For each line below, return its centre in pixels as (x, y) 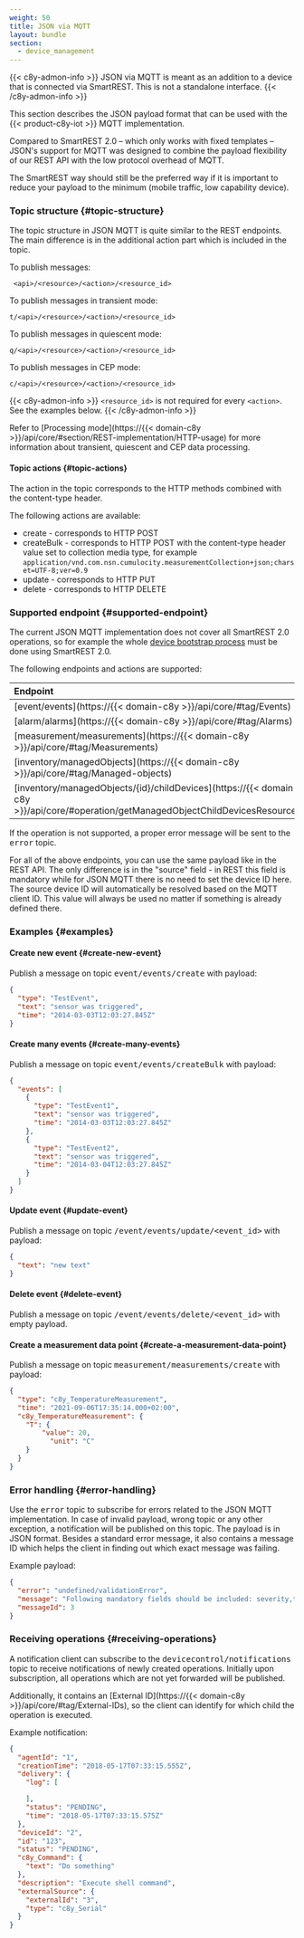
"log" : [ (42, 1783)
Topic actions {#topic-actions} (69, 468)
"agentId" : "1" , (48, 1757)
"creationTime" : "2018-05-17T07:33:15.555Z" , (105, 1766)
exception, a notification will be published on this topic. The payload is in (145, 1529)
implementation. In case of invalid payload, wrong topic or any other (137, 1519)
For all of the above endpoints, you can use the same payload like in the (143, 860)
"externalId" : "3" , (62, 1900)
